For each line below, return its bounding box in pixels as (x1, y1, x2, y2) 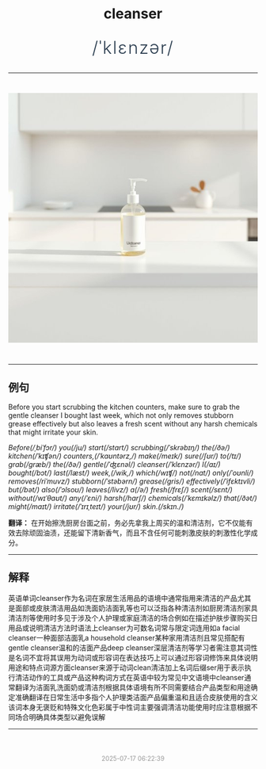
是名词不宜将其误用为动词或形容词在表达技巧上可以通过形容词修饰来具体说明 (8, 652, 258, 662)
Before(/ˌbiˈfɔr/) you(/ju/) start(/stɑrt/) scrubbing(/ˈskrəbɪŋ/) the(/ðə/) (8, 443, 230, 452)
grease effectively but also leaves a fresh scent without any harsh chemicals (8, 419, 258, 428)
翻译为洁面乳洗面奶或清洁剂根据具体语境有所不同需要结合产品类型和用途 (14, 683, 251, 692)
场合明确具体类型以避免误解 (14, 712, 105, 721)
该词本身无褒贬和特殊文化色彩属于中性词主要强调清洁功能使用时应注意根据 (8, 702, 251, 712)
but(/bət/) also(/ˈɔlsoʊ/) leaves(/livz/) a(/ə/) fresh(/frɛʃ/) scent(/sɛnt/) (8, 485, 234, 494)
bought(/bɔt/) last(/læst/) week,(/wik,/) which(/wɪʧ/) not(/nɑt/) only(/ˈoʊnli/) (8, 469, 254, 477)
